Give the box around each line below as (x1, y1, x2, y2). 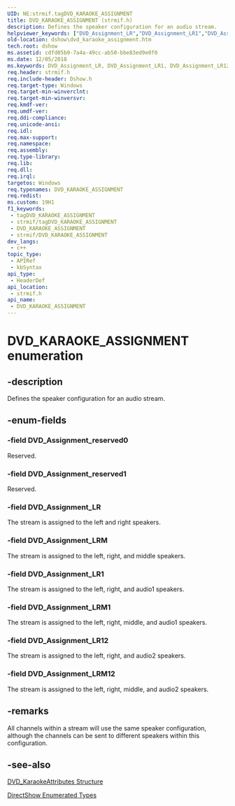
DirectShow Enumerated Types (7, 791, 97, 800)
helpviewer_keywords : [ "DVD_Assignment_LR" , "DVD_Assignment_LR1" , (7, 29, 205, 37)
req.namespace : (7, 141, 52, 148)
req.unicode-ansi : (7, 120, 61, 128)
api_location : (7, 283, 49, 290)
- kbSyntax (10, 264, 42, 271)
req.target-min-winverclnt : (7, 88, 90, 95)
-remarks (7, 705, 49, 717)
